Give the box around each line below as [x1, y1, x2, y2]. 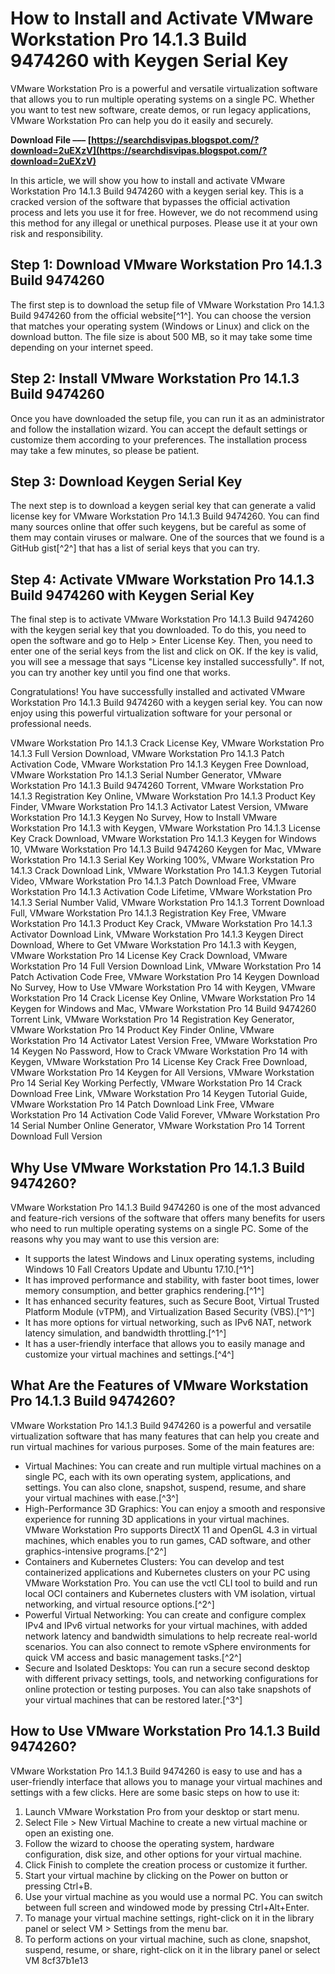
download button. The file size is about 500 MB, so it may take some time [10, 330, 313, 342]
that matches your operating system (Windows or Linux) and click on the [10, 320, 310, 332]
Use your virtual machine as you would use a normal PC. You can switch [24, 1890, 323, 1902]
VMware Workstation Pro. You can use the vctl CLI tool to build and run [24, 1577, 318, 1589]
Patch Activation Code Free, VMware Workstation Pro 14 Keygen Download [10, 971, 320, 983]
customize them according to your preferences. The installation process [10, 433, 308, 446]
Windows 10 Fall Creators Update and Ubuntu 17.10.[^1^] [24, 1263, 255, 1275]
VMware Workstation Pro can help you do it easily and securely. [10, 114, 274, 126]
